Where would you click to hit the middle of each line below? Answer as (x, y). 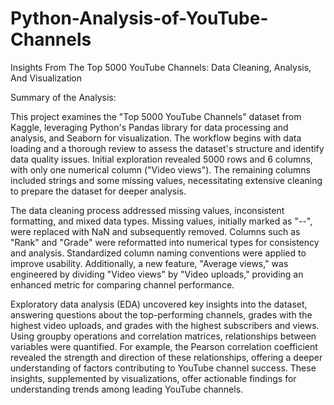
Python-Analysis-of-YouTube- (139, 18)
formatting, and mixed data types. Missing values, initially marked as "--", (161, 221)
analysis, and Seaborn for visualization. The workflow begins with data (156, 138)
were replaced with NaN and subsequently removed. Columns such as (155, 231)
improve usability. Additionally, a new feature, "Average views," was (149, 263)
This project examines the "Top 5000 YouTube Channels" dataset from (156, 116)
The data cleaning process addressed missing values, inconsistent (147, 210)
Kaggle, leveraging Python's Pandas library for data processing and (149, 127)
